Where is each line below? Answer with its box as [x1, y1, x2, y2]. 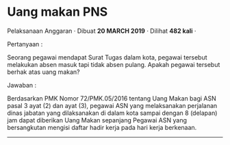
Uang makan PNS [7, 4, 108, 20]
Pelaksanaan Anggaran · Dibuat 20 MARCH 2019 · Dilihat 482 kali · [7, 27, 196, 35]
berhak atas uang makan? [7, 68, 80, 76]
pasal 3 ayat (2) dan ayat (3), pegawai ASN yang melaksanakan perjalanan [7, 101, 218, 109]
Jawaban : [7, 81, 36, 89]
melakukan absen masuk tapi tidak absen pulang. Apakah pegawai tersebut [7, 60, 220, 68]
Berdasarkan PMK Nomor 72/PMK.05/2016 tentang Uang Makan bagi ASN [7, 94, 217, 103]
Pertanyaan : [7, 40, 43, 48]
